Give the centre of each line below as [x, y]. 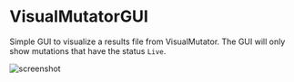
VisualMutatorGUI [79, 17]
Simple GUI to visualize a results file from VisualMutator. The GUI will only [147, 41]
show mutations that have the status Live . [88, 50]
